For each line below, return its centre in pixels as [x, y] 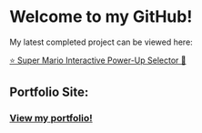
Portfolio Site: [49, 92]
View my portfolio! [51, 118]
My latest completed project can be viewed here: [101, 42]
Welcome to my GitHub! [101, 17]
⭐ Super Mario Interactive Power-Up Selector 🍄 [98, 60]
